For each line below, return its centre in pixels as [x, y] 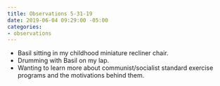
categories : [25, 27]
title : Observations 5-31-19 [50, 14]
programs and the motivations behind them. [81, 76]
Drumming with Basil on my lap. [63, 61]
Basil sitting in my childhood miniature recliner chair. [93, 53]
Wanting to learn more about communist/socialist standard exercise [115, 68]
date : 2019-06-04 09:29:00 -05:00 [58, 20]
